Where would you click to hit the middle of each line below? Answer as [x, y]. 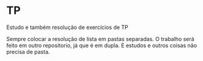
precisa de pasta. [28, 51]
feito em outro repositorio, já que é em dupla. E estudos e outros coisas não [102, 45]
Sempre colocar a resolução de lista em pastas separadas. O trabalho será [100, 39]
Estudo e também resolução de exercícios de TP [67, 27]
